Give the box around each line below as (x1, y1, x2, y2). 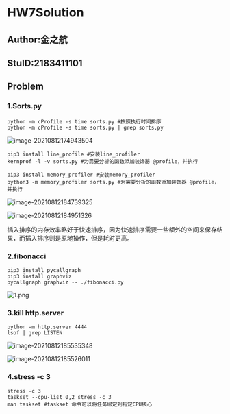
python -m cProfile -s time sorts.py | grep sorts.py (7, 124, 164, 131)
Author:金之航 (7, 34, 68, 45)
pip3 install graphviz (7, 273, 72, 280)
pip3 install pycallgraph (7, 267, 81, 273)
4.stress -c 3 (7, 372, 51, 382)
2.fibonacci (7, 252, 47, 261)
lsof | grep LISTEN (7, 330, 63, 337)
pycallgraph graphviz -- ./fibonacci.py (7, 279, 125, 286)
